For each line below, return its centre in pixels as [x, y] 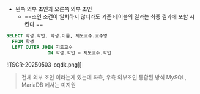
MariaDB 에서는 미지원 [49, 85]
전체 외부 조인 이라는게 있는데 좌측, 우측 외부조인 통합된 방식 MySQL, [104, 77]
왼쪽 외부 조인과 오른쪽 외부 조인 [54, 9]
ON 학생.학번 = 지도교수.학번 [80, 53]
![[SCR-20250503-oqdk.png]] [44, 64]
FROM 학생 [23, 42]
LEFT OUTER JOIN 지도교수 [42, 47]
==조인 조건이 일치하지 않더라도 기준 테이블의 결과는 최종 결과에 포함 [106, 16]
